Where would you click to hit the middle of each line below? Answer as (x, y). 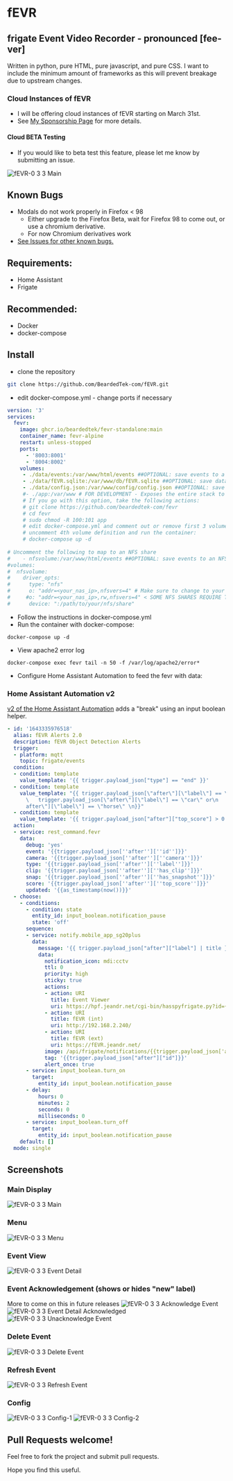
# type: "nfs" (35, 584)
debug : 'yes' (44, 845)
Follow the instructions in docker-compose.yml (84, 617)
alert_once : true (69, 1064)
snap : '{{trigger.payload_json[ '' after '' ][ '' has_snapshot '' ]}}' (120, 877)
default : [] (37, 1142)
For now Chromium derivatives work (79, 234)
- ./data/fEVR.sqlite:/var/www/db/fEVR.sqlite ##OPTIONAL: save (118, 481)
